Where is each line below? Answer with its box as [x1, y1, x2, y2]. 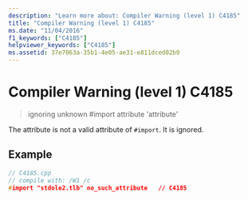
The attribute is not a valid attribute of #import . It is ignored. [8, 124, 204, 134]
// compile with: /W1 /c [8, 176, 91, 184]
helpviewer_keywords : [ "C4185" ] [8, 41, 116, 49]
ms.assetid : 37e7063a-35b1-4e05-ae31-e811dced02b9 [8, 49, 180, 57]
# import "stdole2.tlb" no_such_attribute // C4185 [8, 184, 187, 192]
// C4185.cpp [8, 169, 52, 177]
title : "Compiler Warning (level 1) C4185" [8, 19, 155, 27]
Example [8, 148, 53, 162]
